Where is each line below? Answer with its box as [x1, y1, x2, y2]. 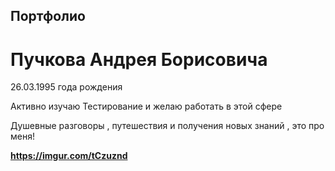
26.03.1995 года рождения [10, 81, 123, 93]
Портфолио [10, 8, 86, 25]
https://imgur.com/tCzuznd [10, 150, 128, 162]
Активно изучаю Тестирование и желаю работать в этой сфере [10, 100, 283, 113]
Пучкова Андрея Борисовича [10, 48, 268, 71]
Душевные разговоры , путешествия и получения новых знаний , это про [10, 120, 325, 132]
